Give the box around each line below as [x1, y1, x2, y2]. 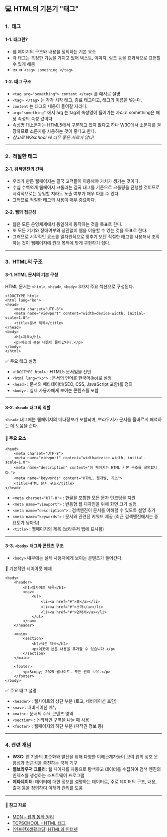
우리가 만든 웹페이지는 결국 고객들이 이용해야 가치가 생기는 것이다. [12, 178, 140, 184]
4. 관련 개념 [5, 741, 31, 748]
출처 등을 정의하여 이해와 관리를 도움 [12, 785, 83, 791]
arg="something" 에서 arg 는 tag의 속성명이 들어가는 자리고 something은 [12, 109, 155, 115]
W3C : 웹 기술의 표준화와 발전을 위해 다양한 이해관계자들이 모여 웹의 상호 [12, 754, 153, 760]
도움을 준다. [15, 423, 39, 429]
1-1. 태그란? [5, 36, 28, 42]
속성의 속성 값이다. [17, 115, 54, 121]
